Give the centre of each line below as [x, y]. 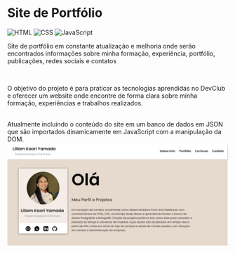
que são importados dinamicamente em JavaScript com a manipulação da [115, 131]
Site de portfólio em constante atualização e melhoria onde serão [102, 46]
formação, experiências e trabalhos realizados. [75, 103]
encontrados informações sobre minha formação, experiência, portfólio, [111, 53]
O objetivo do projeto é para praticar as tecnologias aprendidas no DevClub [116, 88]
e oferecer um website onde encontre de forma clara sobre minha [102, 96]
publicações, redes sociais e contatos [62, 60]
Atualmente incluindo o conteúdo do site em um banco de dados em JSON [115, 124]
